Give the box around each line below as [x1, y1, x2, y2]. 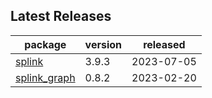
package [24, 37, 67, 51]
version [84, 37, 123, 51]
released [143, 37, 186, 51]
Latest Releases [10, 8, 112, 25]
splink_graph [15, 70, 76, 84]
